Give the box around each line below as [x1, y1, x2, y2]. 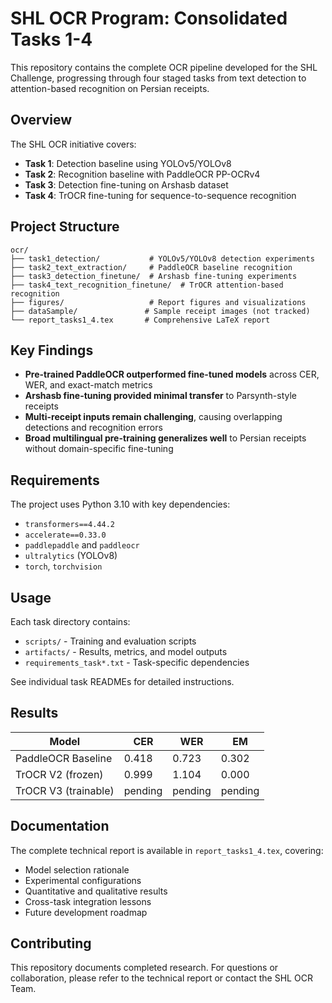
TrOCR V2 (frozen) [15, 767, 104, 781]
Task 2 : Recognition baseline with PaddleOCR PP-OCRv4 [24, 168, 261, 180]
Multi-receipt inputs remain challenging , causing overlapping [24, 411, 283, 423]
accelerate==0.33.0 [24, 530, 107, 541]
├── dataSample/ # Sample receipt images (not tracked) [10, 306, 311, 316]
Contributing [10, 935, 92, 952]
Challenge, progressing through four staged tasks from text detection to [10, 72, 307, 84]
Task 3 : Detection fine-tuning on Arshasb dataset [24, 178, 229, 191]
